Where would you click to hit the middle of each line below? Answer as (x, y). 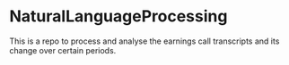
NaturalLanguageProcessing (118, 16)
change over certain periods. (63, 50)
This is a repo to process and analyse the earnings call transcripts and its (144, 41)
